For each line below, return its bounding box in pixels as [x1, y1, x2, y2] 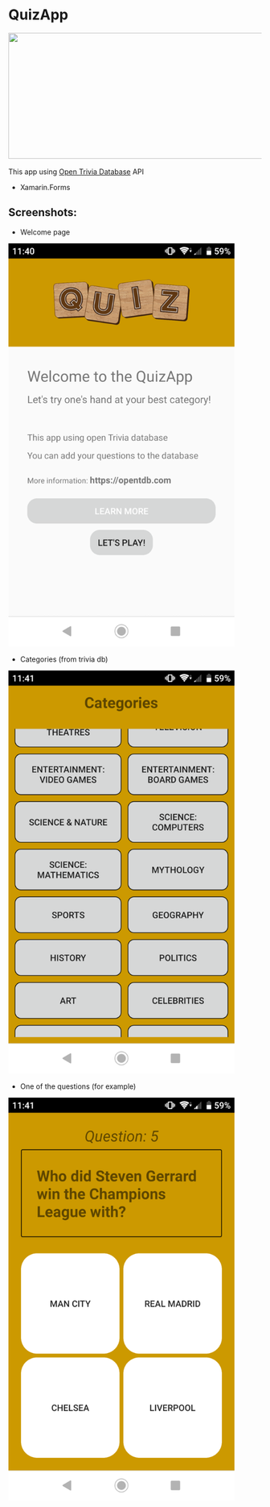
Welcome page [19, 227, 71, 237]
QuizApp [8, 6, 69, 24]
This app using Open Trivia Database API [8, 167, 145, 176]
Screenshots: [8, 205, 78, 219]
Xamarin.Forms [19, 182, 71, 192]
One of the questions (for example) [19, 1081, 137, 1091]
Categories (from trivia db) [19, 654, 108, 664]
